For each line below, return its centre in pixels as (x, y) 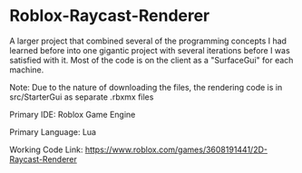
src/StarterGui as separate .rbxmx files (82, 97)
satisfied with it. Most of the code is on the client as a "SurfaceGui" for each (151, 60)
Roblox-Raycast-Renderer (110, 16)
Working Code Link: (46, 149)
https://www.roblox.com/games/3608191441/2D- (176, 149)
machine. (27, 70)
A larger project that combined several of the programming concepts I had (148, 41)
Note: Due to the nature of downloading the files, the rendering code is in (146, 87)
